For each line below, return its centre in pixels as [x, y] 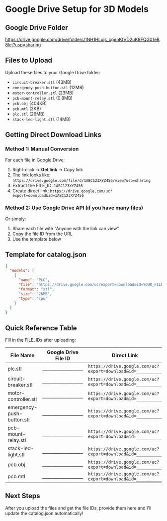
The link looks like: [31, 175]
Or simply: [16, 219]
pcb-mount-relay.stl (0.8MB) [42, 98]
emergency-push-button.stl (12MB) [48, 87]
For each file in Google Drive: [35, 160]
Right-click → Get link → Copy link [47, 169]
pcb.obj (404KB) [30, 103]
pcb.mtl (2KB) [27, 109]
